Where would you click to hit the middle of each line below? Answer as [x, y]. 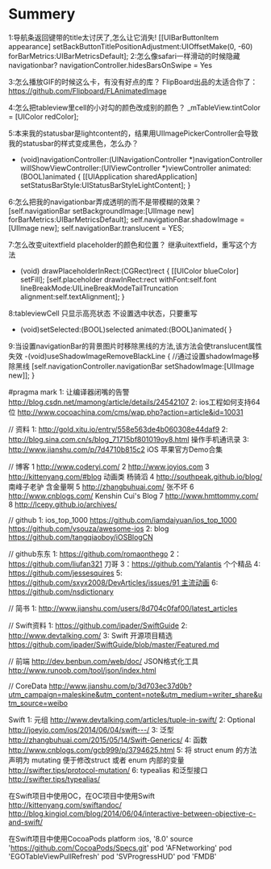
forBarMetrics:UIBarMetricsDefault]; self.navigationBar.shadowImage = [127, 219]
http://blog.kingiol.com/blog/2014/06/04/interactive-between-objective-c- [132, 813]
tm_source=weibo [38, 703]
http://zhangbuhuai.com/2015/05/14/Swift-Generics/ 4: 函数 [108, 740]
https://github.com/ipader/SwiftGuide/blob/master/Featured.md [114, 644]
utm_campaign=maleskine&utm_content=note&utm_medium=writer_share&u [135, 694]
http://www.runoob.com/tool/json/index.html [82, 670]
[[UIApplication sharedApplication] [140, 176]
